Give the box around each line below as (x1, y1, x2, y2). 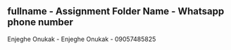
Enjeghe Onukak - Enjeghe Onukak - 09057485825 (7, 35, 156, 43)
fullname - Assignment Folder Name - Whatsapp (7, 6, 225, 17)
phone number (7, 17, 74, 28)
